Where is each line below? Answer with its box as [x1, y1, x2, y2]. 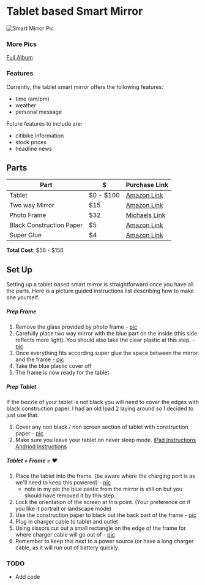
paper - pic [15, 430, 44, 437]
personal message [15, 108, 62, 115]
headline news [15, 145, 52, 152]
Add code [15, 573, 40, 581]
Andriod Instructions [15, 443, 67, 450]
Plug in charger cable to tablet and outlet [15, 518, 118, 526]
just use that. [6, 411, 39, 419]
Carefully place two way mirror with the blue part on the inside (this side [15, 330, 198, 337]
